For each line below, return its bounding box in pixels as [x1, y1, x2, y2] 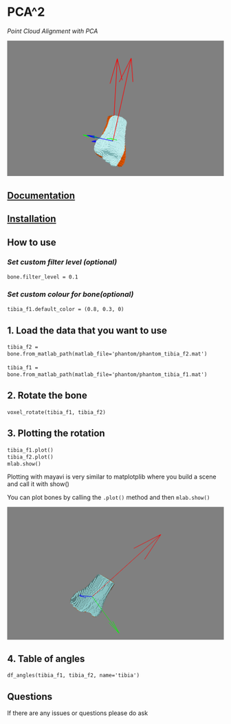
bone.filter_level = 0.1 [7, 273, 78, 281]
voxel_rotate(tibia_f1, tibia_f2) [7, 408, 107, 416]
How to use [7, 237, 56, 248]
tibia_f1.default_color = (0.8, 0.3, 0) [7, 306, 125, 313]
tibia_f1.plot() [7, 446, 54, 454]
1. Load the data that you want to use [7, 325, 167, 336]
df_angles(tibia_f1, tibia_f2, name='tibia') [7, 672, 140, 679]
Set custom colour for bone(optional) [7, 289, 134, 299]
